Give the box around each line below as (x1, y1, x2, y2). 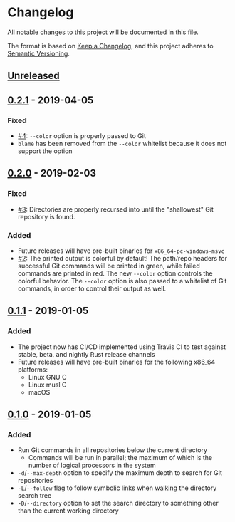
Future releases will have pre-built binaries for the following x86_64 (17, 357, 216, 366)
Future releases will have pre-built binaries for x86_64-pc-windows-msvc (17, 246, 225, 255)
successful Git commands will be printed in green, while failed (17, 261, 201, 270)
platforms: (17, 365, 48, 374)
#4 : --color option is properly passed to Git (17, 132, 146, 140)
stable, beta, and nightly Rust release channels (17, 350, 155, 358)
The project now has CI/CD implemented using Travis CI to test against (17, 343, 226, 351)
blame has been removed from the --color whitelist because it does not (17, 140, 227, 148)
